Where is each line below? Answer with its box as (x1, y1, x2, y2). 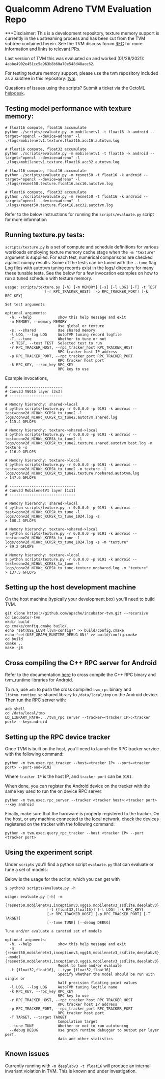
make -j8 (5, 646, 23, 650)
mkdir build (5, 619, 29, 624)
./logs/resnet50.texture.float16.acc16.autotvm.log (5, 181, 113, 186)
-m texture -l (78, 466, 107, 471)
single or (5, 976, 26, 981)
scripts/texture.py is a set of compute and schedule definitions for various (5, 244, 159, 249)
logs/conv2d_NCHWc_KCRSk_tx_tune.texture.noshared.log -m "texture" (5, 565, 148, 570)
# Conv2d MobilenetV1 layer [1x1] (5, 488, 76, 493)
